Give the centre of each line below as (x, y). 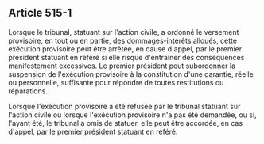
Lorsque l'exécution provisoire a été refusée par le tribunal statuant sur (124, 106)
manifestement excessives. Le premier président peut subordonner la (122, 66)
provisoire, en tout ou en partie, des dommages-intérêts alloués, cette (122, 40)
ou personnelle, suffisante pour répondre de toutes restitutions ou (116, 82)
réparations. (28, 91)
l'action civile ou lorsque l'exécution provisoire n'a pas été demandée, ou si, (132, 115)
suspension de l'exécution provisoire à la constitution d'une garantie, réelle (131, 74)
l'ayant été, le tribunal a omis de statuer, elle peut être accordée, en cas (126, 123)
